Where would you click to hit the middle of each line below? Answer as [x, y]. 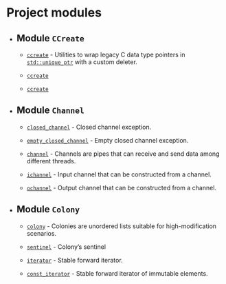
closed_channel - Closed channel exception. [89, 127]
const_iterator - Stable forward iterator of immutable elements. [117, 273]
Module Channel [50, 111]
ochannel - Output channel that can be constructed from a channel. [122, 187]
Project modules [54, 13]
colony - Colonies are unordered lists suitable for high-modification [122, 226]
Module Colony [48, 209]
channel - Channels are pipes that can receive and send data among [123, 154]
